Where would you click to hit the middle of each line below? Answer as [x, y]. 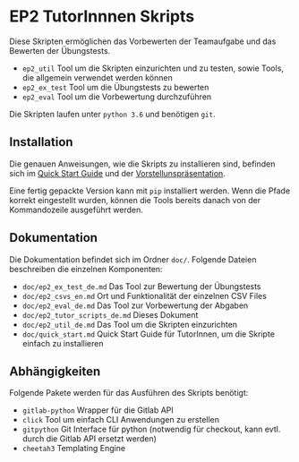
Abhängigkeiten [55, 371]
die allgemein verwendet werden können [97, 77]
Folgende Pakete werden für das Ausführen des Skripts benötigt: [129, 393]
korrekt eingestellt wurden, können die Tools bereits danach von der [135, 200]
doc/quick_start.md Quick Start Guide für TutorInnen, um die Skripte [149, 334]
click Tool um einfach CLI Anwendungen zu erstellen [121, 420]
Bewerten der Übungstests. [60, 50]
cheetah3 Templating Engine [74, 449]
